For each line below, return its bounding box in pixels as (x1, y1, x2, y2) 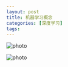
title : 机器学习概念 (6, 14, 53, 21)
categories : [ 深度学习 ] (6, 20, 63, 26)
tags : (6, 25, 20, 32)
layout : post (6, 8, 39, 15)
